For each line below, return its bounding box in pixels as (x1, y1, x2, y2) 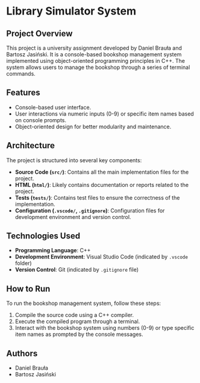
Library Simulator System (6, 4, 137, 18)
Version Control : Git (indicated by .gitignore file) (14, 266, 139, 273)
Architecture (6, 140, 55, 151)
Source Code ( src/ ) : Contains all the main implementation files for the (14, 168, 189, 175)
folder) (14, 260, 32, 267)
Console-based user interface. (14, 103, 92, 111)
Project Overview (6, 28, 73, 39)
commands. (6, 70, 36, 77)
